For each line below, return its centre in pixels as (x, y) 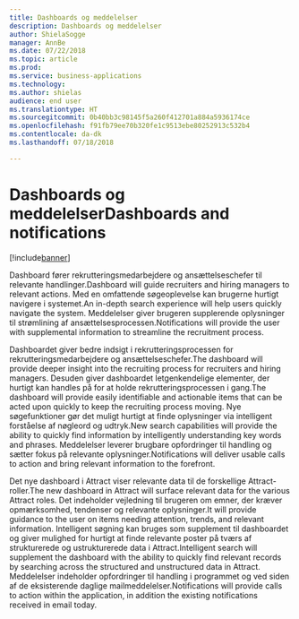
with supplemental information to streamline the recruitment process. (137, 331)
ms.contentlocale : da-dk (56, 134)
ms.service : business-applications (76, 76)
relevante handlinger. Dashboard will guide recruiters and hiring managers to (149, 284)
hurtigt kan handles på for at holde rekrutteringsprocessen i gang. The (138, 387)
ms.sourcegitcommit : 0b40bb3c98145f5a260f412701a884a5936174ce (130, 117)
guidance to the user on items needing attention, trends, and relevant (137, 519)
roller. (20, 490)
